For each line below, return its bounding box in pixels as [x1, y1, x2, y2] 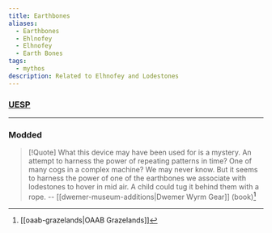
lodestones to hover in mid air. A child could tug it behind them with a [28, 182, 259, 192]
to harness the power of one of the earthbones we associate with [28, 173, 247, 183]
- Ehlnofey [15, 34, 53, 43]
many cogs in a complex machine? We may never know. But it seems [28, 165, 258, 175]
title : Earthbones [8, 11, 70, 20]
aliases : [8, 19, 38, 28]
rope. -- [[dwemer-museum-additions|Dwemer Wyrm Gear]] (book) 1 [28, 191, 257, 201]
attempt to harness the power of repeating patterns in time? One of [28, 156, 253, 166]
